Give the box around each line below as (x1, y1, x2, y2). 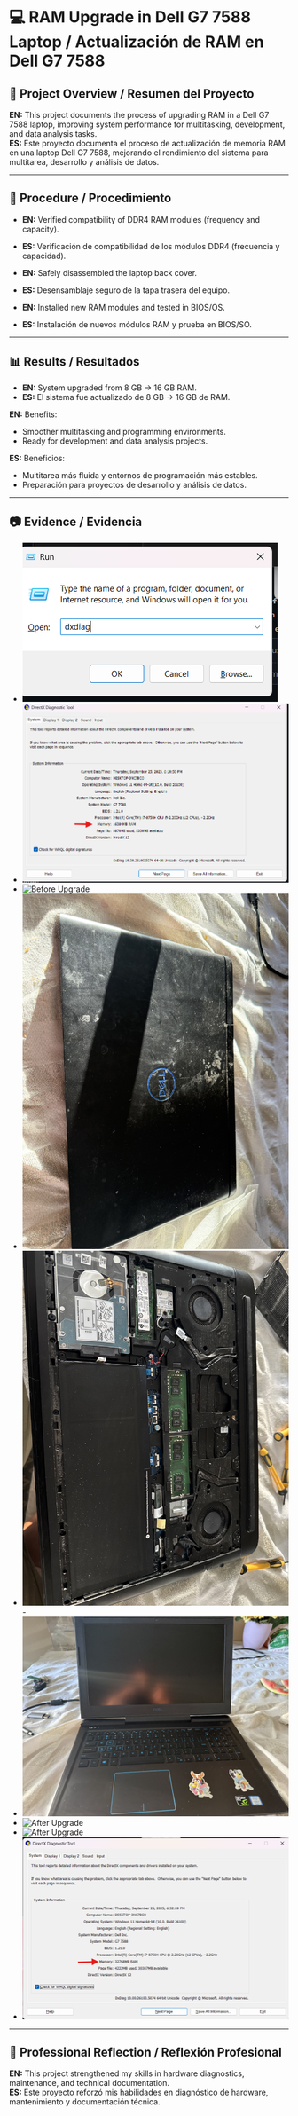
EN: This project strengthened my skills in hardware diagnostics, (9, 2068, 245, 2079)
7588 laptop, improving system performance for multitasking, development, (9, 119, 286, 130)
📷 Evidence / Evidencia (9, 515, 143, 530)
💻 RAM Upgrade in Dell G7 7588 (9, 7, 251, 28)
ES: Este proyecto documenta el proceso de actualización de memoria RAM (9, 138, 286, 148)
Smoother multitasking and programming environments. (21, 426, 226, 437)
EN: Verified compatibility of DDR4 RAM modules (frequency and (21, 214, 260, 224)
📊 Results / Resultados (9, 354, 140, 369)
